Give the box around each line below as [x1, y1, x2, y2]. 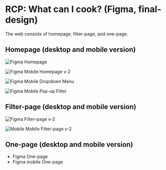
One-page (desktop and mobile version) [5, 140, 133, 149]
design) [5, 14, 38, 26]
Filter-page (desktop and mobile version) [5, 103, 137, 111]
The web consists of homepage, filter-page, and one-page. [5, 31, 128, 37]
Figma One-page [12, 153, 48, 159]
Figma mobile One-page [12, 159, 63, 165]
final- [138, 4, 162, 15]
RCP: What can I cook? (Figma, [5, 4, 137, 15]
